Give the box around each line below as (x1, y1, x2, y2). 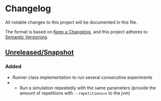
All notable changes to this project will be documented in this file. (5, 19, 138, 25)
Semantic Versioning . (5, 34, 48, 40)
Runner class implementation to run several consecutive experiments (12, 74, 153, 80)
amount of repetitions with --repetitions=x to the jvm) (19, 90, 130, 96)
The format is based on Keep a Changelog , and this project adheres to (5, 29, 148, 34)
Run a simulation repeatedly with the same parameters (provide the (19, 85, 156, 91)
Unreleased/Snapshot (5, 48, 74, 57)
